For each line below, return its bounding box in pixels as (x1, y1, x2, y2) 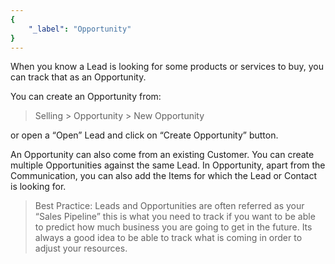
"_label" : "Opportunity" (28, 24, 132, 34)
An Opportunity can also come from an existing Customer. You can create (10, 149, 315, 161)
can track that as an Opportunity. (10, 71, 147, 83)
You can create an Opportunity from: (10, 91, 162, 103)
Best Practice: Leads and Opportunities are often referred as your (34, 200, 305, 212)
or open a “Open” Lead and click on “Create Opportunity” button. (10, 129, 279, 141)
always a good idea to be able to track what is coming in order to (34, 232, 303, 244)
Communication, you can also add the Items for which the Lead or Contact (10, 170, 317, 182)
